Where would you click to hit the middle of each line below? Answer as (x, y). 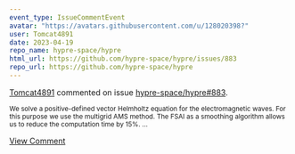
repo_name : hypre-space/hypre (66, 51)
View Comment (37, 141)
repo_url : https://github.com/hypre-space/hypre (101, 68)
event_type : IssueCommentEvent (67, 17)
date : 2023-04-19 (41, 42)
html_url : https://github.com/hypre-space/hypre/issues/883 (123, 59)
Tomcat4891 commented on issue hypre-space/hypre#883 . (119, 92)
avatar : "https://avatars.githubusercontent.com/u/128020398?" (129, 26)
